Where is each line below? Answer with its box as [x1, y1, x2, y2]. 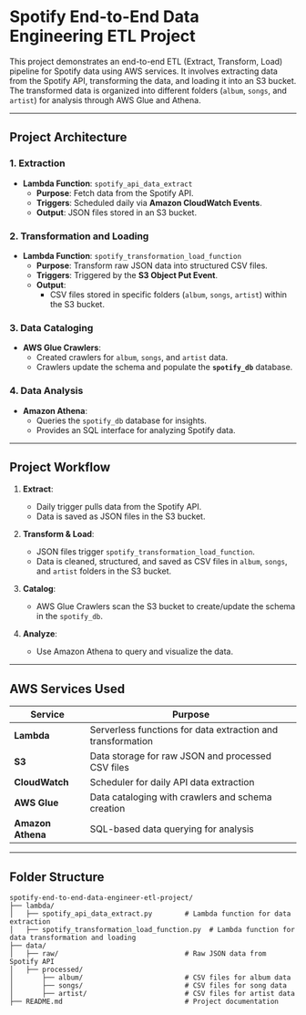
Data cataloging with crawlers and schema [89, 791, 272, 803]
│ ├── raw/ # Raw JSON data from [9, 948, 267, 958]
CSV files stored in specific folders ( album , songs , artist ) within [49, 289, 288, 300]
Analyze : [22, 628, 57, 639]
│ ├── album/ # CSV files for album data [9, 973, 291, 982]
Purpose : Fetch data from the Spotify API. [36, 187, 194, 198]
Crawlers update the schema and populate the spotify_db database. [36, 362, 293, 373]
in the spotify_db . [36, 611, 103, 622]
